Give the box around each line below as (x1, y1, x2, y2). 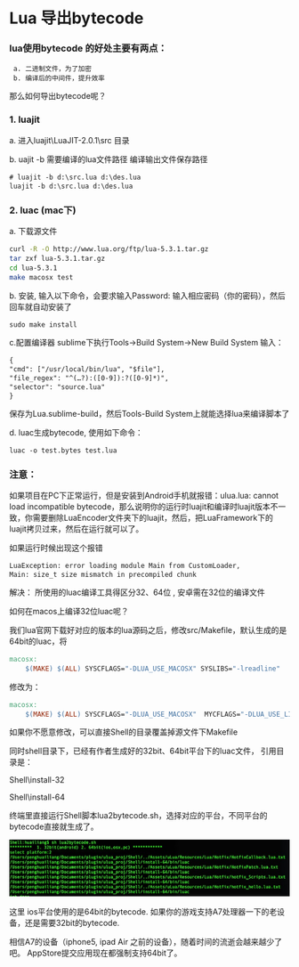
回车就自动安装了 (9, 301, 72, 312)
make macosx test (9, 272, 74, 281)
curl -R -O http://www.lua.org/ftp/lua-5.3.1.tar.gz (9, 245, 209, 254)
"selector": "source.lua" (9, 382, 105, 392)
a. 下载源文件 (9, 226, 58, 237)
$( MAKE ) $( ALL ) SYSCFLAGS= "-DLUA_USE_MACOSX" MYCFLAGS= (25, 710, 241, 719)
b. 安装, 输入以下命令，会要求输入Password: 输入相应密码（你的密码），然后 (9, 290, 287, 301)
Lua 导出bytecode (9, 8, 144, 28)
